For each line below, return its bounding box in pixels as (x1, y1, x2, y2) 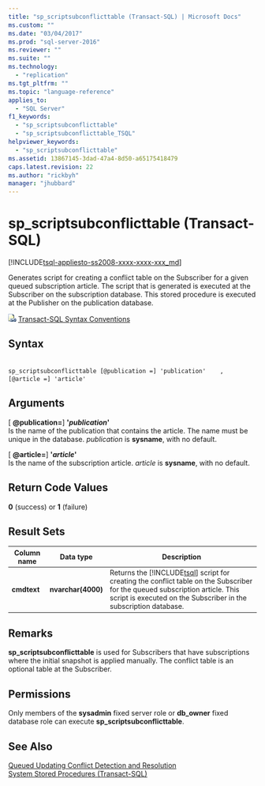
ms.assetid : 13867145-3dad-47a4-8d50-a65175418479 (8, 154, 178, 162)
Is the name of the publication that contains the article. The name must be (8, 425, 248, 435)
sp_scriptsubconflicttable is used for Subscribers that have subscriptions (8, 648, 250, 657)
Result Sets (8, 524, 65, 538)
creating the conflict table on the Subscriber (110, 576, 253, 586)
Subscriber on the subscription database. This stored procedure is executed (8, 289, 256, 300)
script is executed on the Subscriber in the (110, 593, 247, 603)
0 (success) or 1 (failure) (8, 502, 88, 512)
